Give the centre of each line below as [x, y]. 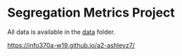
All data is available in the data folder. [61, 32]
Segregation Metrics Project [91, 13]
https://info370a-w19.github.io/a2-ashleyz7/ [71, 45]
